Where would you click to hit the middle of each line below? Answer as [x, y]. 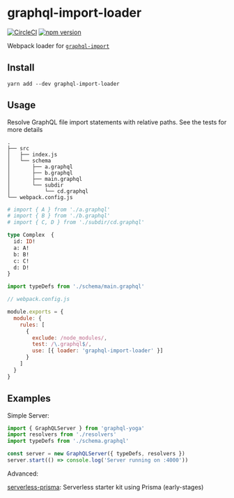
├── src [18, 148]
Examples [29, 398]
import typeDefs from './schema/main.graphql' [76, 287]
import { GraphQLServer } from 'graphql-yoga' [76, 428]
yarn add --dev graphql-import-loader [63, 84]
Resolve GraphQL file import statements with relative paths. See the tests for [117, 122]
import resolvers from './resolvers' [62, 434]
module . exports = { [36, 312]
